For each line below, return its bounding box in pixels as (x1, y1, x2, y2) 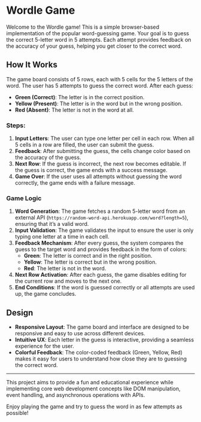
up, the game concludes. (14, 290, 77, 298)
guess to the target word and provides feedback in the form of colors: (14, 246, 187, 253)
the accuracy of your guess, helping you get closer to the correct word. (6, 42, 182, 50)
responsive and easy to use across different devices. (14, 330, 145, 337)
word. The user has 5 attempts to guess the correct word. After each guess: (6, 82, 193, 89)
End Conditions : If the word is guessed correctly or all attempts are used (14, 284, 195, 291)
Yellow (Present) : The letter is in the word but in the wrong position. (14, 100, 183, 107)
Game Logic (6, 194, 42, 202)
